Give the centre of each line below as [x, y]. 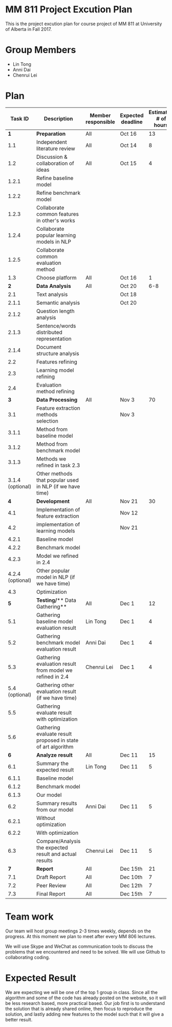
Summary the [52, 763]
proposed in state [57, 740]
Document [49, 347]
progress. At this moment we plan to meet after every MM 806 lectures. [81, 936]
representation [54, 339]
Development [53, 501]
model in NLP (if [56, 577]
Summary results [57, 803]
